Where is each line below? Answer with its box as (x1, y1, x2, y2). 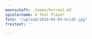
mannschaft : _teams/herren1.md (5, 7, 72, 13)
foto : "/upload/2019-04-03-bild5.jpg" (5, 17, 87, 22)
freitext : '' (5, 21, 33, 27)
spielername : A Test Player (5, 12, 65, 17)
